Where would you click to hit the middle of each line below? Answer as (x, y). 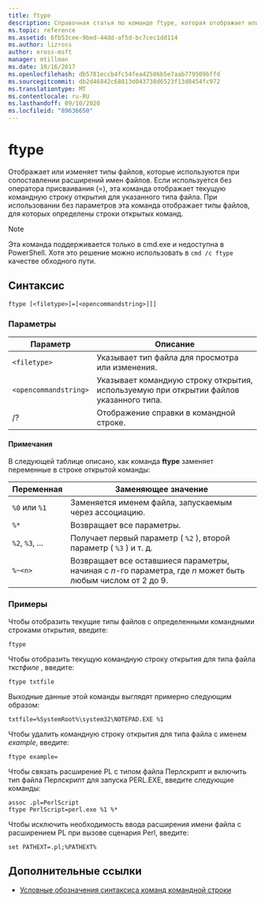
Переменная (37, 489)
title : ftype (30, 15)
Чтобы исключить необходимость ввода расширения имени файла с (125, 824)
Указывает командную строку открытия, (175, 380)
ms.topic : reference (42, 30)
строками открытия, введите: (58, 630)
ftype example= (33, 757)
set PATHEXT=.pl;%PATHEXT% (52, 847)
